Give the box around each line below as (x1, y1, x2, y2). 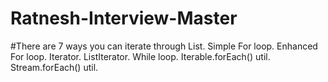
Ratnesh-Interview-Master (10, 7, 238, 30)
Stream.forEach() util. (10, 61, 99, 73)
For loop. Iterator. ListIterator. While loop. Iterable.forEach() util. (10, 50, 271, 62)
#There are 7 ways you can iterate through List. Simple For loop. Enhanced (10, 40, 318, 52)
